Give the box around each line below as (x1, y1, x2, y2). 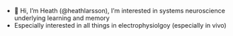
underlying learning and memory (13, 14, 110, 22)
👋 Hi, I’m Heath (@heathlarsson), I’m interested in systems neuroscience (13, 7, 225, 15)
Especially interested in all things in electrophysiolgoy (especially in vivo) (13, 21, 227, 29)
